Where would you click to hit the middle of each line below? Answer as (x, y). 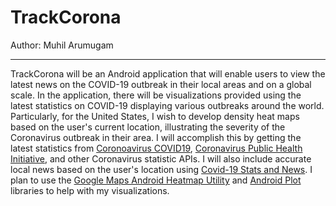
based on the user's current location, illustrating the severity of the (148, 127)
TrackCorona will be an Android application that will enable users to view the (168, 73)
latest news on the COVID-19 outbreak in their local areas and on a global (161, 84)
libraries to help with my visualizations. (90, 190)
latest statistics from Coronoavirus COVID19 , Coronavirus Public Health (156, 148)
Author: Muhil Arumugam (62, 45)
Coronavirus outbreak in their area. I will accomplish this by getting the (156, 137)
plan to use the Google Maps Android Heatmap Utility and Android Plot (156, 180)
